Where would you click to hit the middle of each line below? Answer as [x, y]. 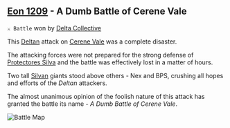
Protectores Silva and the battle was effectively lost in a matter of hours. [110, 62]
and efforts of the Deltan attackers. [57, 83]
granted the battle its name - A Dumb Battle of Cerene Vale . [92, 104]
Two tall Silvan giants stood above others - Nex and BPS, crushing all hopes [115, 75]
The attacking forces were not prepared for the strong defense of [100, 55]
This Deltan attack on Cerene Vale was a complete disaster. [92, 42]
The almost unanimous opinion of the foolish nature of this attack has [106, 96]
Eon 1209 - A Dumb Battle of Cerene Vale [97, 11]
